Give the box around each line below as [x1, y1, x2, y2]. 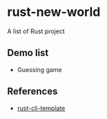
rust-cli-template [17, 104, 66, 112]
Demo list [7, 47, 49, 59]
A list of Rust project [7, 27, 66, 35]
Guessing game [17, 65, 62, 73]
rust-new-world [7, 4, 101, 20]
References [7, 86, 58, 98]
